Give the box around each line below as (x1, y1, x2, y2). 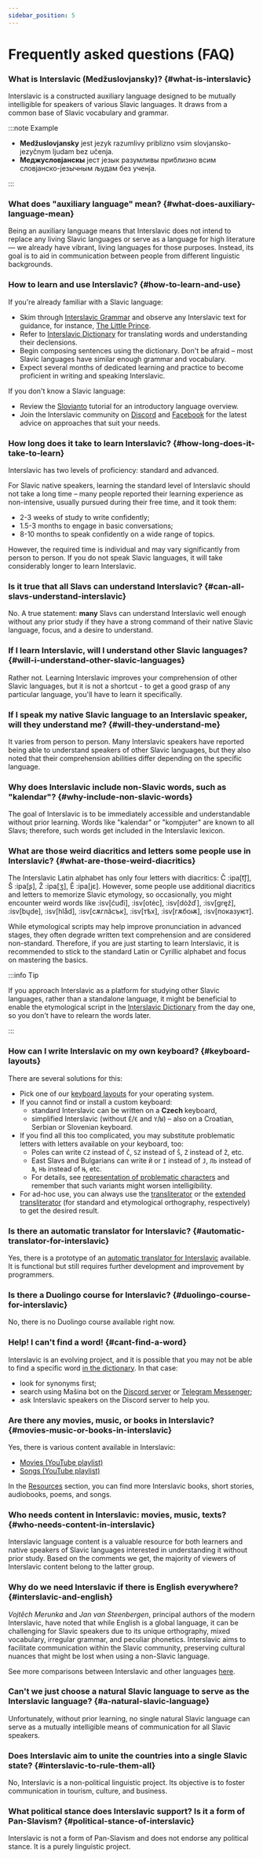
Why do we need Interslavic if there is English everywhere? (8, 1582, 239, 1593)
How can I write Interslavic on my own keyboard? (8, 1046, 199, 1057)
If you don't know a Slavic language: (8, 386, 126, 396)
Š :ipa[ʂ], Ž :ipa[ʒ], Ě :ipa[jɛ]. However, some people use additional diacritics (8, 882, 255, 891)
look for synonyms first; (19, 1378, 97, 1388)
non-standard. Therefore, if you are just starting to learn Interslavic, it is (8, 939, 239, 948)
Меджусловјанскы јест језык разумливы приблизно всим (19, 155, 217, 165)
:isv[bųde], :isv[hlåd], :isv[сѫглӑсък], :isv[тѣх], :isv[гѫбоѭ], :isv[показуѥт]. (8, 906, 254, 917)
